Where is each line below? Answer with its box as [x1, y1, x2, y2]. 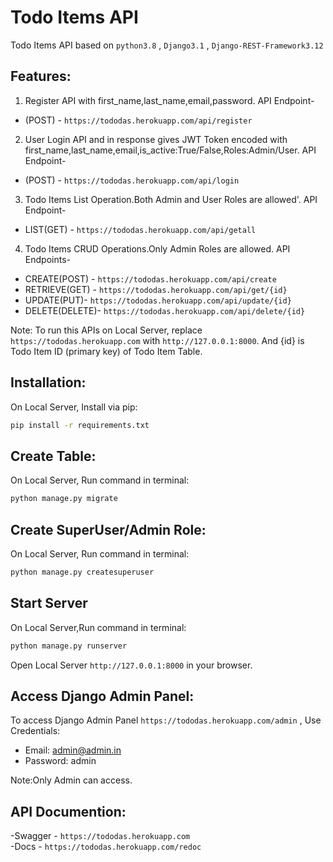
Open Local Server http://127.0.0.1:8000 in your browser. [10, 659, 253, 671]
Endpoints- [24, 253, 71, 265]
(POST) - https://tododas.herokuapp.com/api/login [24, 174, 240, 186]
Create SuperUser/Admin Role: [10, 521, 207, 538]
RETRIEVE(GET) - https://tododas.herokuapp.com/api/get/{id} [24, 283, 288, 295]
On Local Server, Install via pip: [10, 401, 138, 413]
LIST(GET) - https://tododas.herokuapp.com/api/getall [24, 223, 257, 235]
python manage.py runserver [10, 641, 128, 651]
